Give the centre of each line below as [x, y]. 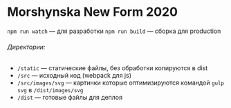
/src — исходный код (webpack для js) [74, 76]
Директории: [26, 47]
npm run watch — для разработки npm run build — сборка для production [114, 31]
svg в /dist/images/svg [50, 90]
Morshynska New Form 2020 [93, 12]
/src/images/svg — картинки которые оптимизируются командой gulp [121, 83]
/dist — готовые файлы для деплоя [70, 98]
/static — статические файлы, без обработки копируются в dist [112, 68]
